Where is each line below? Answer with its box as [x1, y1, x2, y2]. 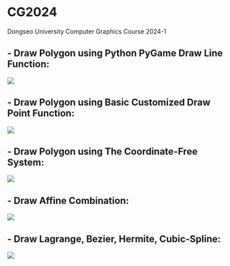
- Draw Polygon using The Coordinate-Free [7, 146, 198, 157]
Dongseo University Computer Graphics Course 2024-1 [7, 27, 167, 36]
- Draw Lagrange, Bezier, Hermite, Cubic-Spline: [7, 233, 221, 244]
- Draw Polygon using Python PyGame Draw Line [7, 47, 223, 59]
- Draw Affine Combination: [7, 194, 130, 206]
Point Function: [7, 107, 75, 119]
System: [7, 156, 45, 168]
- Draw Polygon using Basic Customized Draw [7, 97, 211, 109]
